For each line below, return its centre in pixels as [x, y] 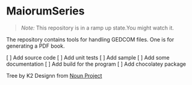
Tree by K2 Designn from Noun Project [54, 75]
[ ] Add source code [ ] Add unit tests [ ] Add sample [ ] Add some [88, 57]
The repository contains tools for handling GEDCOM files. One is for [90, 39]
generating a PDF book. [36, 46]
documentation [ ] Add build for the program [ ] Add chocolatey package [96, 64]
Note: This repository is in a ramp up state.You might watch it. [98, 28]
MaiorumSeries [45, 11]
